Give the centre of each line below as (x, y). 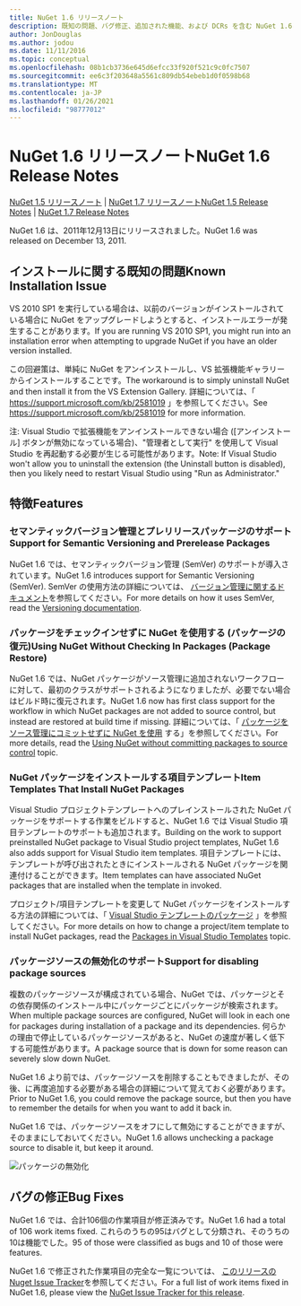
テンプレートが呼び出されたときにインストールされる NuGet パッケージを (145, 864)
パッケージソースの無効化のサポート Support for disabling (134, 962)
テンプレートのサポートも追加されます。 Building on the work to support (149, 832)
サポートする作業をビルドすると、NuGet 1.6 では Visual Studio (163, 821)
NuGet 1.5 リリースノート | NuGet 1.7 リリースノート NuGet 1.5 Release (139, 202)
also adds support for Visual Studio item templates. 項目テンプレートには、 (148, 853)
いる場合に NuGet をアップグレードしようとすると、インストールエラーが (145, 320)
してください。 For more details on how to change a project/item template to (149, 927)
